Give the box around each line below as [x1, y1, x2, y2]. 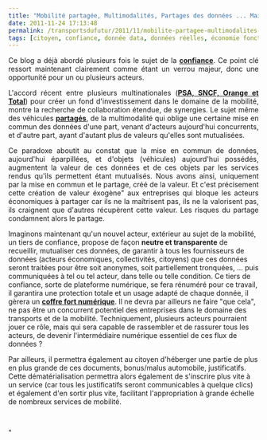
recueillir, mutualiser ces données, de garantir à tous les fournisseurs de [8, 246, 245, 256]
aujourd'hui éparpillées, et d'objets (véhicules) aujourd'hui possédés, [8, 155, 259, 164]
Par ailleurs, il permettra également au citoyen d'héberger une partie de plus [8, 355, 258, 364]
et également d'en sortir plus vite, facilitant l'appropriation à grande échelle [8, 388, 254, 399]
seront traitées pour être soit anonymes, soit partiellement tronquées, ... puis [8, 263, 259, 273]
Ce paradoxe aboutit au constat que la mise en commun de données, [8, 146, 259, 155]
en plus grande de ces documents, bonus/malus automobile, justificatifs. [8, 363, 246, 373]
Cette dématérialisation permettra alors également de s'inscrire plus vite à [8, 371, 251, 381]
